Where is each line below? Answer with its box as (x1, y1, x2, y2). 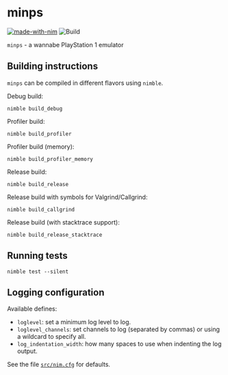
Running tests (7, 250, 68, 261)
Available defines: (7, 305, 58, 313)
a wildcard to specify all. (16, 333, 86, 341)
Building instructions (7, 60, 98, 73)
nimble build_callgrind (7, 206, 75, 213)
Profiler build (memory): (7, 142, 75, 151)
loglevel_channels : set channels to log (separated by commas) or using (16, 325, 220, 333)
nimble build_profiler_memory (7, 155, 94, 162)
